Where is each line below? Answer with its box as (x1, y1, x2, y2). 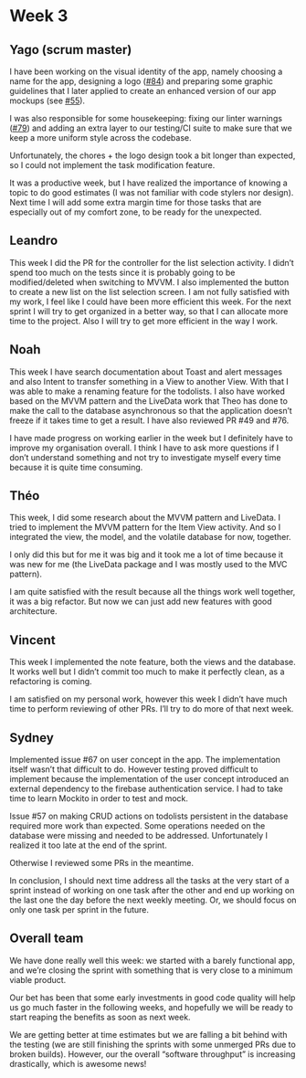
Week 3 (9, 5, 69, 26)
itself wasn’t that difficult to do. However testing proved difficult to (9, 764, 259, 775)
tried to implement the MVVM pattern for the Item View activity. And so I (9, 522, 281, 533)
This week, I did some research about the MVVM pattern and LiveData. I (9, 513, 281, 523)
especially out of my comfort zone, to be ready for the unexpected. (9, 206, 262, 217)
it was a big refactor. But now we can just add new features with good (9, 596, 272, 608)
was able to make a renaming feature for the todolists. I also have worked (9, 386, 286, 396)
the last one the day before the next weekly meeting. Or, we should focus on (9, 894, 297, 905)
